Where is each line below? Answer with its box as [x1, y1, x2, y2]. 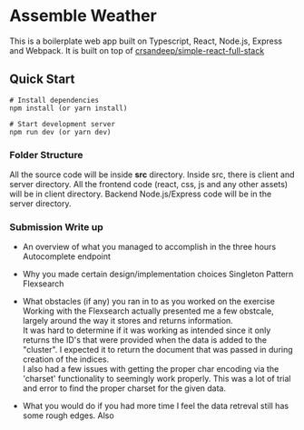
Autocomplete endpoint [22, 251, 112, 262]
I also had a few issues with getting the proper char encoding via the [22, 364, 279, 375]
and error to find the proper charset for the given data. [22, 383, 227, 394]
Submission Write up [9, 220, 103, 233]
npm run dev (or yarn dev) [9, 127, 112, 136]
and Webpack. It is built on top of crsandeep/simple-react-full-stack [9, 45, 265, 55]
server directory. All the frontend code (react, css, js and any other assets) [9, 179, 289, 190]
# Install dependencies [9, 95, 100, 105]
